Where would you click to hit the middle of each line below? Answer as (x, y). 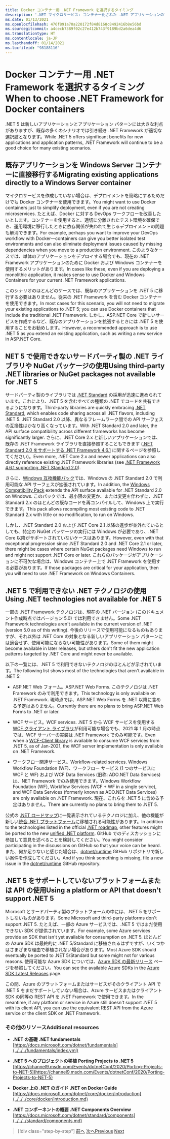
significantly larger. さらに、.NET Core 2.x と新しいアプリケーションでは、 (83, 437)
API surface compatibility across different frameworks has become (75, 431)
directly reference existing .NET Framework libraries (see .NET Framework (83, 462)
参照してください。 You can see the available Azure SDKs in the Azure (87, 968)
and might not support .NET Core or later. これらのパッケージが (71, 555)
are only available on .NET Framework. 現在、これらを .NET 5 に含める (86, 798)
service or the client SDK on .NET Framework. (53, 1013)
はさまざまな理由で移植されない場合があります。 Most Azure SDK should (81, 949)
